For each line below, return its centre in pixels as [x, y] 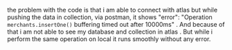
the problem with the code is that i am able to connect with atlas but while [113, 10]
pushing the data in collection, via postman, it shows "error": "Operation [110, 17]
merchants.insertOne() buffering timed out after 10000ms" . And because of [116, 24]
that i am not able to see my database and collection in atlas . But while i [110, 32]
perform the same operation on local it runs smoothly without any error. [109, 39]
